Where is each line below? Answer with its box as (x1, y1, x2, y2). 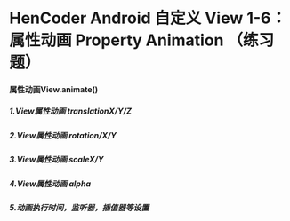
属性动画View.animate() (9, 83, 99, 94)
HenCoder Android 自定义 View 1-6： (9, 8, 287, 28)
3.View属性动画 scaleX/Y (9, 154, 104, 165)
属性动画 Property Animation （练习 (9, 30, 275, 51)
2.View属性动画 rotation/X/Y (9, 130, 117, 140)
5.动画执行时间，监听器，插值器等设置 (9, 201, 149, 213)
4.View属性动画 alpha (9, 178, 92, 189)
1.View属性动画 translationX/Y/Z (9, 106, 132, 116)
